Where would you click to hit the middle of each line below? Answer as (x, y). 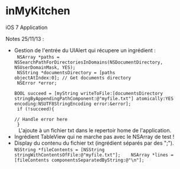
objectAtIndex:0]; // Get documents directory (73, 78)
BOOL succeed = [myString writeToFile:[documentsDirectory (89, 93)
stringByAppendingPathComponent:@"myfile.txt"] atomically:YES (94, 98)
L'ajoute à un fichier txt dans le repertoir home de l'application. (95, 130)
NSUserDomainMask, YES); (45, 67)
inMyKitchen (38, 11)
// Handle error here (41, 119)
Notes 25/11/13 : (25, 39)
